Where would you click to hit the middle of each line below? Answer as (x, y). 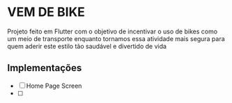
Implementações (45, 68)
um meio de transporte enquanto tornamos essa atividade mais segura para (116, 38)
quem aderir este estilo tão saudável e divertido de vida (87, 46)
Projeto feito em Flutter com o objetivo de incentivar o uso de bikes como (113, 31)
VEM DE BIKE (46, 12)
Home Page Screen (54, 86)
